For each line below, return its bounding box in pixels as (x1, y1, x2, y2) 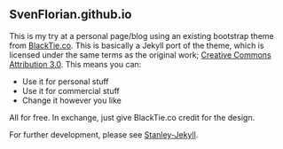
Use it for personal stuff (21, 75, 109, 87)
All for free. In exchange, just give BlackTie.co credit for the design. (9, 112, 255, 122)
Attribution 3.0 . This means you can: (9, 59, 142, 69)
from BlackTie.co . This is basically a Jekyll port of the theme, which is (9, 40, 264, 51)
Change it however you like (21, 95, 122, 106)
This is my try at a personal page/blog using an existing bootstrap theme (9, 30, 274, 41)
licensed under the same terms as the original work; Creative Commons (9, 49, 272, 60)
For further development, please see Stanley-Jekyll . (9, 129, 199, 140)
